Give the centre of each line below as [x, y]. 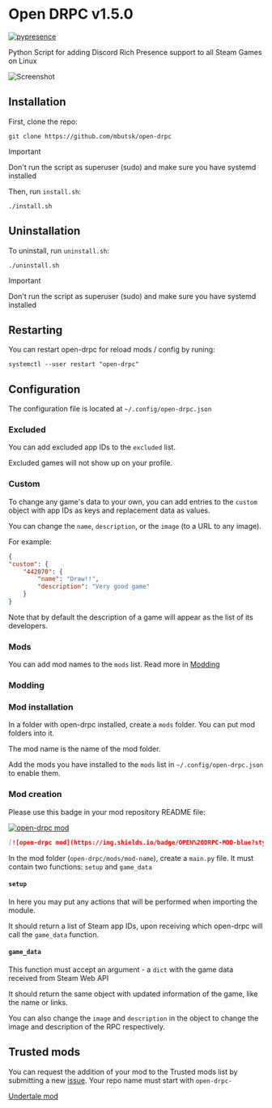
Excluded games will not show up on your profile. [90, 463]
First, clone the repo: [43, 121]
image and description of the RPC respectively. [87, 1027]
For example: [30, 541]
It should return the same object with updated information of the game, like [133, 994]
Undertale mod [34, 1096]
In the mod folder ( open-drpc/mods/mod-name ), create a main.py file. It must [131, 858]
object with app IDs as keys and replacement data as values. [109, 510]
